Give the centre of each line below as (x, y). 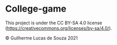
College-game (36, 9)
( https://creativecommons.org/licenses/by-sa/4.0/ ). (59, 28)
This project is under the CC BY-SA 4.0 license (54, 23)
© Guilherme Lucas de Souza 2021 (42, 38)
